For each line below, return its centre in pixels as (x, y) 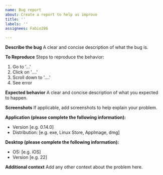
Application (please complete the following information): (66, 117)
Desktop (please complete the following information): (62, 142)
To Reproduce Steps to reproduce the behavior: (55, 57)
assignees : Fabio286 (27, 29)
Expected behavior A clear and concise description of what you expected (82, 93)
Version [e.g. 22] (30, 157)
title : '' (16, 19)
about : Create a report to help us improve (51, 15)
